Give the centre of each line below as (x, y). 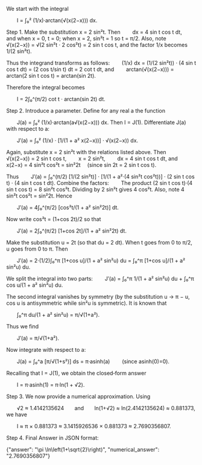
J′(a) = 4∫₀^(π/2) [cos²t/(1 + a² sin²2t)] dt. (68, 208)
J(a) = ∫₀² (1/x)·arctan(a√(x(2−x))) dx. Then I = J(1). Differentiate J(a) (102, 122)
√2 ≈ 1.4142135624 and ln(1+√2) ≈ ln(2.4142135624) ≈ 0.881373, (106, 408)
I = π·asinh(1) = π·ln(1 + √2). (51, 385)
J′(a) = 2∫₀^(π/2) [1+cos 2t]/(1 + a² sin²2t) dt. (72, 231)
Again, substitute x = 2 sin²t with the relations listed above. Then (87, 152)
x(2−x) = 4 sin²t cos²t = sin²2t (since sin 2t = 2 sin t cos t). (81, 165)
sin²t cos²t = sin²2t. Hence (39, 196)
